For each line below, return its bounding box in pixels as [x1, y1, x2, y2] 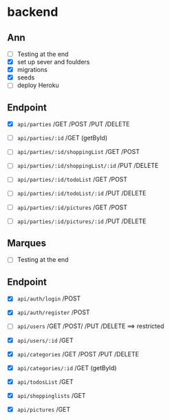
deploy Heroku [17, 81, 60, 90]
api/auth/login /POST [17, 294, 81, 303]
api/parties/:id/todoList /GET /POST [17, 175, 128, 184]
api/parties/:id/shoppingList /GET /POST [17, 148, 140, 156]
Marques [7, 238, 47, 249]
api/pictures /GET [17, 405, 71, 413]
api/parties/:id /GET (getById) [17, 134, 108, 142]
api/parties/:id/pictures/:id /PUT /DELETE [17, 217, 147, 225]
